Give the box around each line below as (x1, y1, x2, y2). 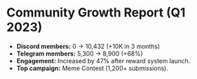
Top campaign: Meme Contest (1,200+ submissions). (16, 64, 169, 72)
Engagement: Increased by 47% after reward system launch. (16, 56, 191, 65)
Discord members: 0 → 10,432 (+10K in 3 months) (16, 42, 160, 50)
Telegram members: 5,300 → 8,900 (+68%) (16, 49, 143, 58)
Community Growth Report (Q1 (6, 5, 186, 21)
